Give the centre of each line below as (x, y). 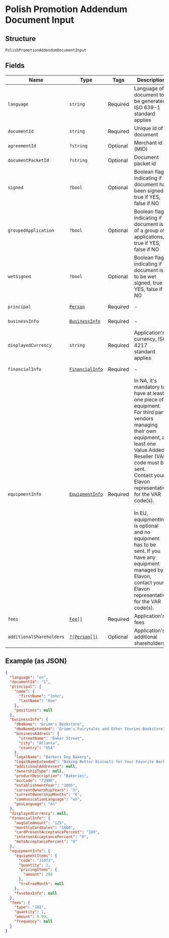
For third (144, 412)
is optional (146, 526)
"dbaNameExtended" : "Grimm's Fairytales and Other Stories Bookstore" (90, 729)
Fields (15, 66)
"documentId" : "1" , (30, 682)
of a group (146, 230)
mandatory (147, 387)
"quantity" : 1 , (30, 912)
